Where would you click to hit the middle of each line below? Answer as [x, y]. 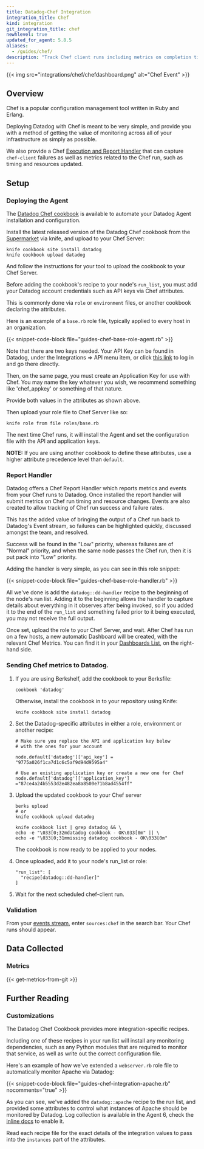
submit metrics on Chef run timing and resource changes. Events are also [98, 501]
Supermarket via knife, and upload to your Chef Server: [75, 238]
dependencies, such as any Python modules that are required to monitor [97, 1047]
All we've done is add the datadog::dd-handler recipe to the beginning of [97, 592]
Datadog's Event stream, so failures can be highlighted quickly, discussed [99, 526]
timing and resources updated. [45, 164]
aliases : [17, 46]
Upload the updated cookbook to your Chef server [78, 795]
